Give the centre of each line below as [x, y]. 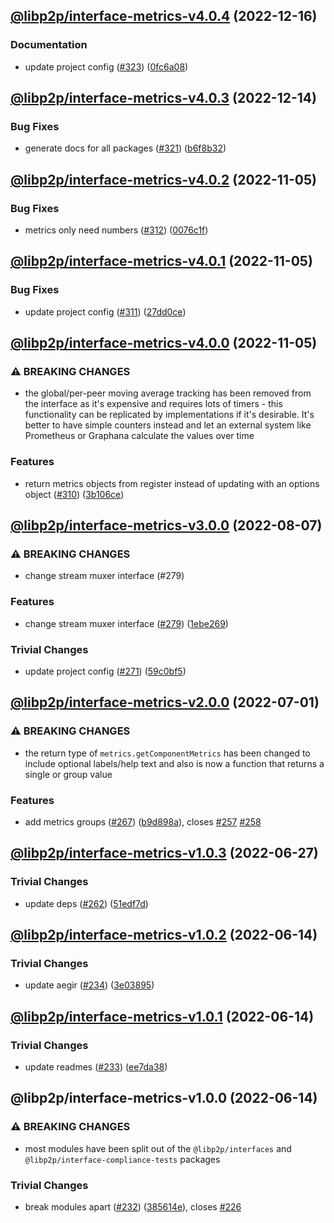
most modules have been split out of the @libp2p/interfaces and [158, 1148]
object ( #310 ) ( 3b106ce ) [74, 494]
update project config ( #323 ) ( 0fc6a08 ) [106, 66]
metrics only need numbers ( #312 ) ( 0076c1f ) [116, 230]
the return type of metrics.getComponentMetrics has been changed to [167, 753]
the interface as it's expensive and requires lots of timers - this [153, 404]
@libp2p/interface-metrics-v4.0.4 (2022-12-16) [164, 16]
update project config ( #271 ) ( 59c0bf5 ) [105, 671]
